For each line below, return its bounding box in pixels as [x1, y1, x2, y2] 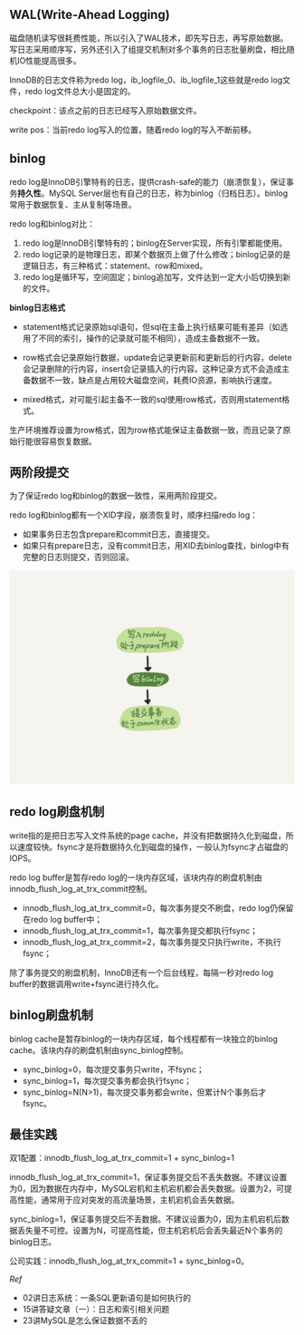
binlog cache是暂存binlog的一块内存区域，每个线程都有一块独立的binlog [9, 1033, 279, 1044]
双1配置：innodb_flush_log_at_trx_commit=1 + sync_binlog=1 [9, 1153, 235, 1164]
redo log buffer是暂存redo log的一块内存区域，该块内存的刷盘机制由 [9, 872, 262, 883]
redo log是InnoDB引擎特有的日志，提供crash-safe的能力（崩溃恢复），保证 [9, 176, 287, 187]
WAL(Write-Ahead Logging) [9, 7, 170, 23]
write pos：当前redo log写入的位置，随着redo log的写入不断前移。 [9, 124, 257, 135]
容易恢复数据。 [40, 435, 97, 447]
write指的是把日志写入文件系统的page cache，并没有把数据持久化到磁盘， [9, 829, 287, 841]
